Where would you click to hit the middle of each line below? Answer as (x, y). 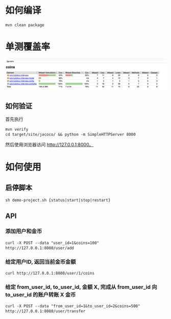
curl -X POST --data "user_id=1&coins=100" (52, 243)
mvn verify (17, 130)
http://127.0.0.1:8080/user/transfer (45, 311)
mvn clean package (25, 25)
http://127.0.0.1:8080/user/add (40, 248)
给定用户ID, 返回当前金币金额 (41, 262)
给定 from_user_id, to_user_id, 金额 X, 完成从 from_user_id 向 (81, 287)
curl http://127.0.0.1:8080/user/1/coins (50, 274)
